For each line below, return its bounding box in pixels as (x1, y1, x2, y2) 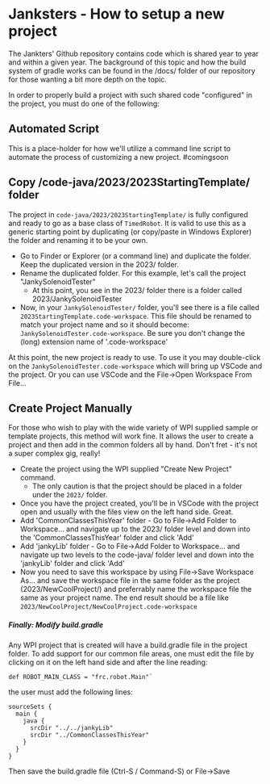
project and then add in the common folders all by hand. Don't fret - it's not (8, 440, 258, 450)
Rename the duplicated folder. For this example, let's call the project (19, 268, 247, 278)
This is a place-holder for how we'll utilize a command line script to (8, 143, 231, 153)
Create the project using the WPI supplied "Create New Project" (19, 464, 232, 474)
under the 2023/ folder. (31, 490, 108, 500)
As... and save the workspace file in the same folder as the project (19, 576, 240, 585)
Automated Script (8, 122, 100, 136)
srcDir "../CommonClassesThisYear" (29, 732, 150, 740)
